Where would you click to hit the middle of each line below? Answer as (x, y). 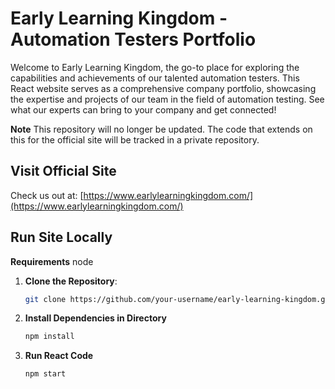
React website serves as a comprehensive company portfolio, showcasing (163, 88)
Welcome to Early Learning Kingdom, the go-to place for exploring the (155, 67)
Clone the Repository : (71, 281)
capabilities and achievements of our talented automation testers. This (155, 78)
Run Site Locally (61, 237)
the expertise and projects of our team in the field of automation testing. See (167, 99)
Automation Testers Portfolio (133, 39)
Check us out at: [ (47, 195)
